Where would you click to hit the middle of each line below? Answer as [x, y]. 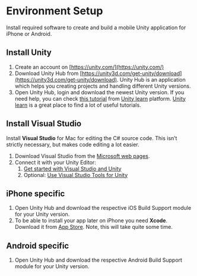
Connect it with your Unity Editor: [55, 162]
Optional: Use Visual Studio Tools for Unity [76, 175]
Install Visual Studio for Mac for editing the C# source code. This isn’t [92, 138]
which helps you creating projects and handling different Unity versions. [103, 86]
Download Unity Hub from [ [48, 73]
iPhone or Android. [29, 33]
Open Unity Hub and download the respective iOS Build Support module [103, 208]
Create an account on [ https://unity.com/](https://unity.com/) [89, 67]
